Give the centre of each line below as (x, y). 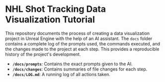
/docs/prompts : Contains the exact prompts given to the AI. (72, 64)
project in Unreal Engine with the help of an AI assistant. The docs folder (79, 39)
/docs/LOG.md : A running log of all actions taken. (61, 74)
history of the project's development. (43, 54)
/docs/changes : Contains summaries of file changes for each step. (80, 69)
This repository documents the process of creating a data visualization (78, 33)
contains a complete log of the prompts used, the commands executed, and (83, 43)
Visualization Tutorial (50, 20)
